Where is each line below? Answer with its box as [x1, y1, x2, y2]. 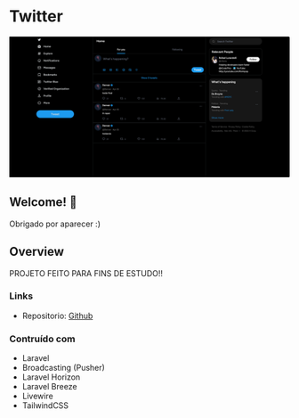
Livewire [21, 390, 53, 402]
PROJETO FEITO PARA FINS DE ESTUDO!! [9, 267, 163, 278]
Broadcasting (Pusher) [21, 363, 105, 373]
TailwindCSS [21, 400, 69, 411]
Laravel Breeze [21, 381, 77, 392]
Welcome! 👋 [9, 194, 77, 210]
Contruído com [9, 332, 76, 345]
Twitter [9, 6, 64, 27]
